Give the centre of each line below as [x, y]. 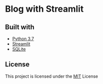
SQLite [19, 49]
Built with [20, 27]
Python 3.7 [23, 39]
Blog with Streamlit [44, 9]
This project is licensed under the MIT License [52, 76]
